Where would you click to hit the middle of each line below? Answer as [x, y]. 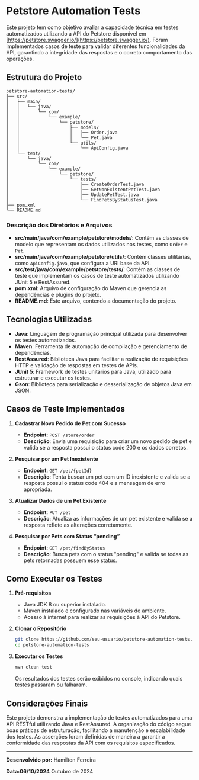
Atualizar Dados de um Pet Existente [60, 500]
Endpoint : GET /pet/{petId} [58, 470]
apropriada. [38, 489]
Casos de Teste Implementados [66, 409]
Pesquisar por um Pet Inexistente [57, 459]
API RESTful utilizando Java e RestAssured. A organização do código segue [99, 724]
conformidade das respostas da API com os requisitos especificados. [91, 743]
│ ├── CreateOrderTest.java [75, 184]
